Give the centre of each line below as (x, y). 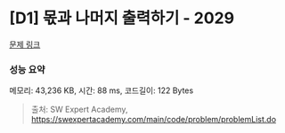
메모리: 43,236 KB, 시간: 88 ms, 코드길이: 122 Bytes (102, 90)
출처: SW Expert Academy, (79, 110)
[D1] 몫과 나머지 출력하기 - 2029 (122, 18)
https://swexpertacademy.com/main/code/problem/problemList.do (154, 120)
